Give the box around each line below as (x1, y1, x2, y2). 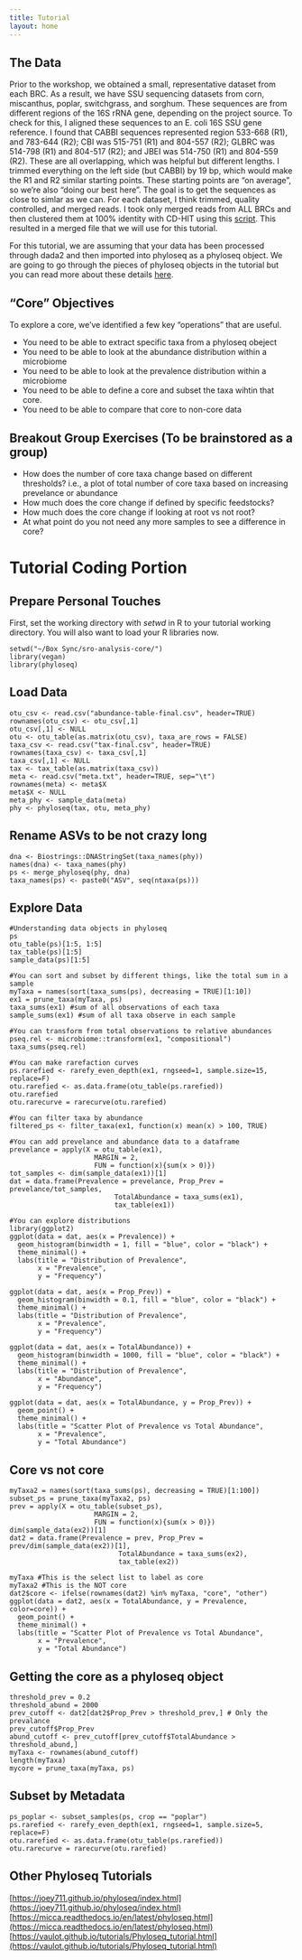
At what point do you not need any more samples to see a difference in (22, 516, 286, 527)
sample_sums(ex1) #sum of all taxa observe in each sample (9, 1011, 236, 1021)
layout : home (9, 22, 59, 31)
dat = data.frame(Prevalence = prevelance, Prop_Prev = (9, 1177, 224, 1186)
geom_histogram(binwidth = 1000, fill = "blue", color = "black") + (17, 1351, 280, 1360)
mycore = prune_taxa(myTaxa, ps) (9, 1764, 135, 1773)
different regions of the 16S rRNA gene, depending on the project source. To (9, 107, 293, 118)
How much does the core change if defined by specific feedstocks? (22, 497, 275, 508)
